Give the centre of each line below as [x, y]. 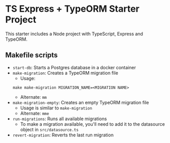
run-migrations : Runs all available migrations [60, 119]
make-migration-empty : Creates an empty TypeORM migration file [81, 102]
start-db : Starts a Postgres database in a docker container [74, 67]
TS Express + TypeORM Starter [73, 9]
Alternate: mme [35, 113]
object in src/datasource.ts [49, 129]
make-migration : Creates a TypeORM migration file [65, 73]
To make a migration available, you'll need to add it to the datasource [93, 124]
